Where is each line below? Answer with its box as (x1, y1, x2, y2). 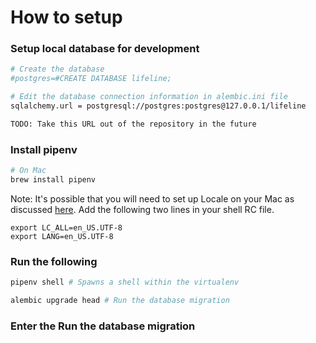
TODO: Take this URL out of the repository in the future (10, 119, 257, 129)
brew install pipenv (10, 175, 97, 185)
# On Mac (10, 166, 47, 176)
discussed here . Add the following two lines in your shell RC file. (10, 203, 275, 215)
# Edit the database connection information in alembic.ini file (10, 92, 288, 102)
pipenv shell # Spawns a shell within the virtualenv (10, 277, 240, 288)
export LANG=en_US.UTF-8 (10, 231, 114, 241)
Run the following (10, 254, 98, 268)
